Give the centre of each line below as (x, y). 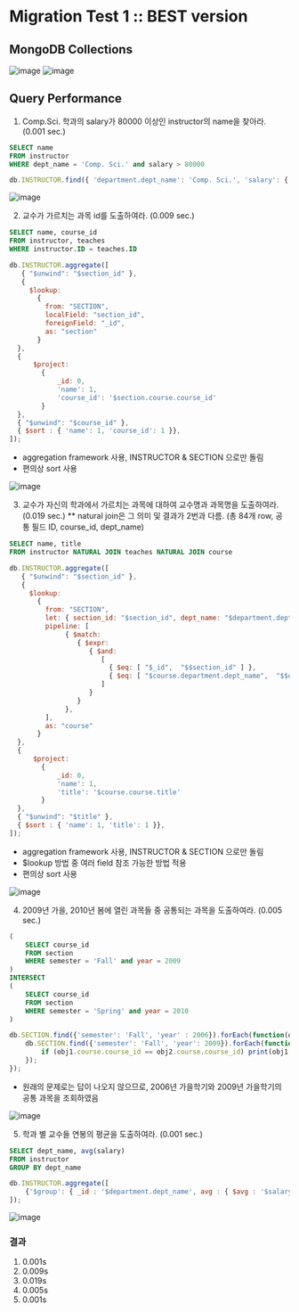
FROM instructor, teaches (57, 241)
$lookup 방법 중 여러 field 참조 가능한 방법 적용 (104, 863)
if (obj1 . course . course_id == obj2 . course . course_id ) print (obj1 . (167, 1052)
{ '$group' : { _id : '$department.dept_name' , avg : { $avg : (141, 1192)
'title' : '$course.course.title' (118, 792)
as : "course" (69, 726)
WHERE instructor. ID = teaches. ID (73, 250)
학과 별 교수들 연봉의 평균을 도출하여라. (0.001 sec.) (112, 1134)
